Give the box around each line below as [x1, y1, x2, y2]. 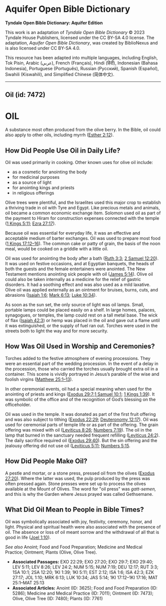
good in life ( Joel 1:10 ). [5, 534, 51, 540]
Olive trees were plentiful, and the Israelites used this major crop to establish [5, 200, 161, 205]
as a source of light [12, 179, 52, 186]
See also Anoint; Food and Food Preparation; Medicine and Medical [5, 544, 143, 550]
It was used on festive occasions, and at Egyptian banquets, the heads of [5, 261, 155, 267]
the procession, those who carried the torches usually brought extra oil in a [5, 365, 158, 371]
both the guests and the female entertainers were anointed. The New [5, 266, 146, 272]
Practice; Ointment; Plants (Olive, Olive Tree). [5, 549, 97, 555]
